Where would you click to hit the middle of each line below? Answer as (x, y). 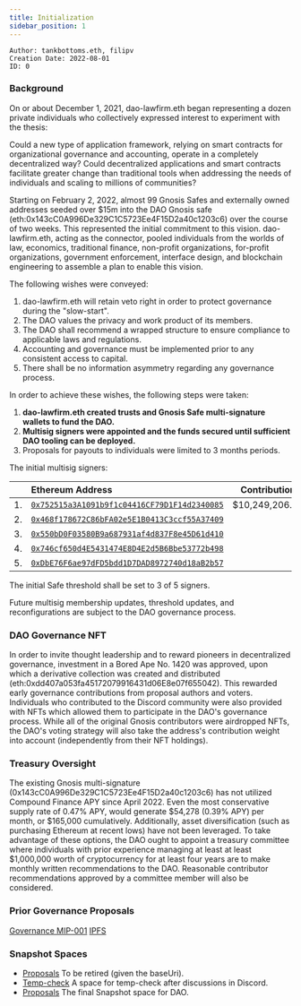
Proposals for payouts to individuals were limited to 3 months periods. (151, 450)
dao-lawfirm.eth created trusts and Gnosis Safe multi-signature (144, 412)
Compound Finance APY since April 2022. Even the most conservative (140, 802)
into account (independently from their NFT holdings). (109, 741)
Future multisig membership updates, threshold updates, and (122, 602)
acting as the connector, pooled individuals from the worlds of (170, 237)
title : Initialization (52, 17)
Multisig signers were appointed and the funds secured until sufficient (156, 431)
